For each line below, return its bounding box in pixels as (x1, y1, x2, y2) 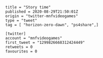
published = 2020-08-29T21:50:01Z (5, 9, 79, 14)
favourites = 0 (5, 49, 38, 54)
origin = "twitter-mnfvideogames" (5, 14, 79, 19)
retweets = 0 (5, 44, 33, 49)
